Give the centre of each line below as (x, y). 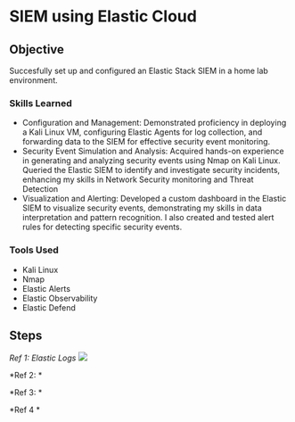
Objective (37, 50)
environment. (33, 80)
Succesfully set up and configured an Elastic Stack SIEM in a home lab (139, 70)
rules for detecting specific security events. (102, 227)
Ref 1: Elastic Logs (43, 358)
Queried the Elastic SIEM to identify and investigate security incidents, (151, 170)
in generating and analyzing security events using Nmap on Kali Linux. (151, 161)
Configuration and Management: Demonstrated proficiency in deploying (154, 123)
